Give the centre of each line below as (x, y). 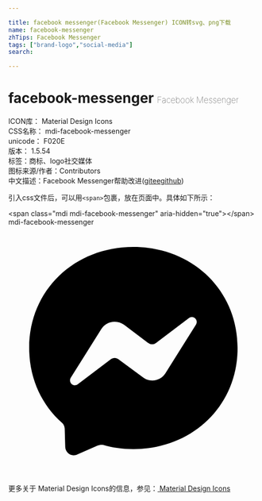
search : (21, 52)
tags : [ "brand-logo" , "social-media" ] (71, 44)
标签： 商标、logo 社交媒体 (50, 161)
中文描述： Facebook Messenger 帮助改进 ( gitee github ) (96, 181)
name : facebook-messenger (51, 30)
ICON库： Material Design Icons (60, 121)
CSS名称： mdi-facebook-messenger (69, 131)
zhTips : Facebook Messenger (55, 37)
